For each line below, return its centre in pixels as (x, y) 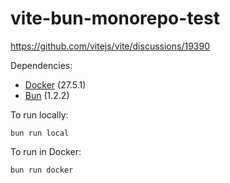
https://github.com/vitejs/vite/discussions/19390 (110, 46)
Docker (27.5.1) (55, 84)
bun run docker (42, 170)
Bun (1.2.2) (47, 95)
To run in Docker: (46, 151)
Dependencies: (41, 65)
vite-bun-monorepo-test (115, 18)
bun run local (40, 133)
